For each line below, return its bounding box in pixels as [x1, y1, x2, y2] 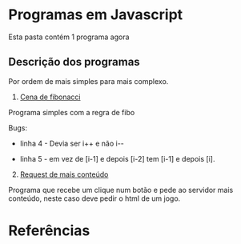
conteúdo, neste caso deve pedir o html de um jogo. [8, 194, 181, 203]
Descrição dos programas [8, 55, 140, 69]
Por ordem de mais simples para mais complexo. [8, 76, 169, 86]
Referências [8, 222, 90, 239]
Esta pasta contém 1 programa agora [8, 32, 130, 42]
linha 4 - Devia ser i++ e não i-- [19, 138, 124, 148]
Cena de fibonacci [19, 92, 81, 102]
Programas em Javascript [8, 6, 183, 24]
